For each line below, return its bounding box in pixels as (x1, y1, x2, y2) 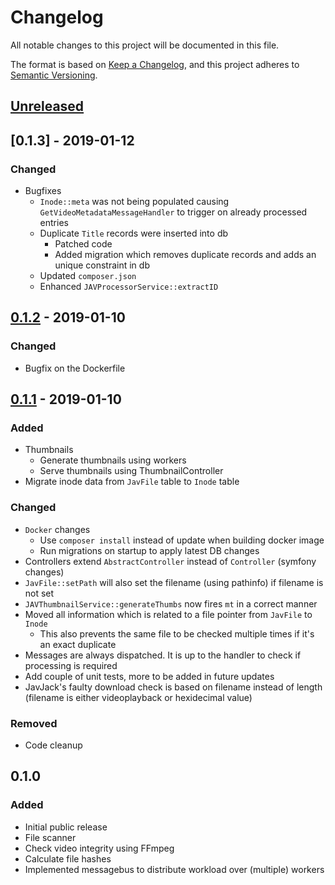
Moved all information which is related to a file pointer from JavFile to (24, 608, 313, 620)
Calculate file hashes (24, 852, 112, 865)
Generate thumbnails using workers (39, 454, 187, 466)
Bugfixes (24, 185, 62, 197)
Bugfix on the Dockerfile (24, 362, 126, 374)
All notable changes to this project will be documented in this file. (10, 39, 280, 51)
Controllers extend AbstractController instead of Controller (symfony (24, 555, 317, 567)
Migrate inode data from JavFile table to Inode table (24, 476, 240, 488)
